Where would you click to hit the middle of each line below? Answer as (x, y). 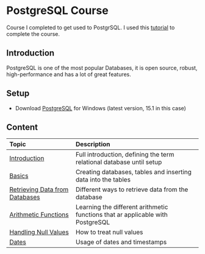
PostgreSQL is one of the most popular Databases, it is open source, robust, (102, 68)
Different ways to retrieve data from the (132, 189)
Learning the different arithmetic (122, 207)
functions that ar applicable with (121, 215)
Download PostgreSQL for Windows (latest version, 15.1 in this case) (100, 108)
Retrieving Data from (39, 189)
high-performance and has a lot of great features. (69, 74)
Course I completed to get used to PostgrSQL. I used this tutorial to (91, 27)
